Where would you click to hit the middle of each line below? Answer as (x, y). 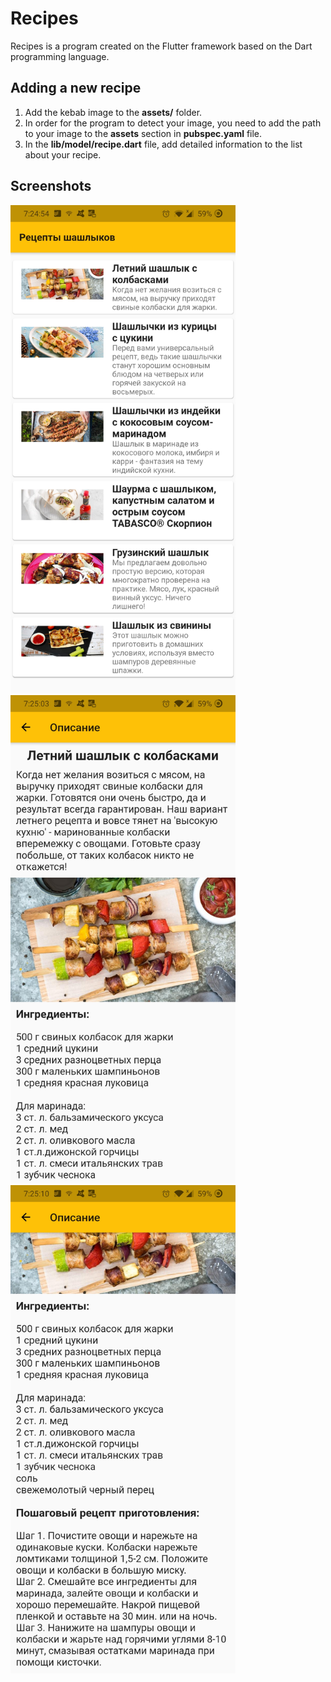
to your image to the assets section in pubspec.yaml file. (143, 133)
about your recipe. (63, 154)
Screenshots (51, 186)
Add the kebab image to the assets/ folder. (113, 112)
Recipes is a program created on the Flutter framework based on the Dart (161, 46)
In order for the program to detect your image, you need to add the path (173, 123)
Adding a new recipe (76, 88)
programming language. (60, 56)
